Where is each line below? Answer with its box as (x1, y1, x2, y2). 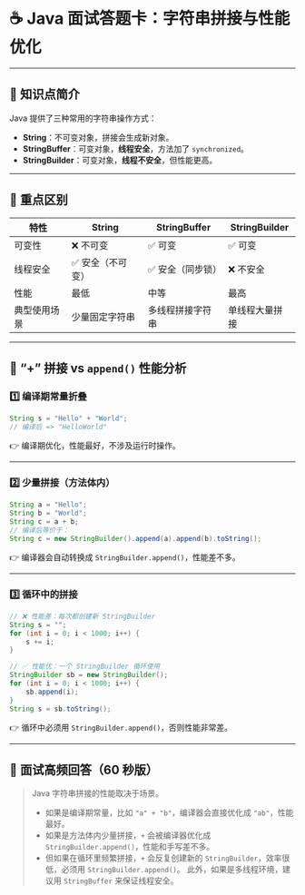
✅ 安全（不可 (71, 256, 128, 269)
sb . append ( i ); (25, 687, 79, 696)
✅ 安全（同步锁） (147, 262, 222, 275)
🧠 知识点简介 (9, 87, 80, 103)
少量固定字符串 (71, 310, 136, 323)
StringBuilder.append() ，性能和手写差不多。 (44, 841, 215, 852)
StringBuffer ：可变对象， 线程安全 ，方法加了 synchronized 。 (22, 143, 250, 154)
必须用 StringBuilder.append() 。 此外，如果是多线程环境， (61, 864, 283, 875)
